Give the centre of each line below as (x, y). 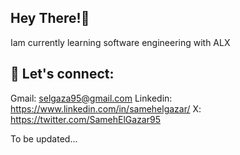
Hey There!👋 (50, 18)
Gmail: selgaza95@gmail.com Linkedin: (91, 98)
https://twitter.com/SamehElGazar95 (85, 119)
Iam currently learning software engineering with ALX (120, 42)
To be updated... (44, 138)
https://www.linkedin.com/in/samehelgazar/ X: (106, 108)
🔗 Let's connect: (62, 74)
